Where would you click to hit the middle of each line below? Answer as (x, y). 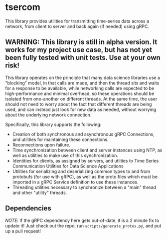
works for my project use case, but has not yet (79, 50)
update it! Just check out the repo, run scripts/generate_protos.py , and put (83, 225)
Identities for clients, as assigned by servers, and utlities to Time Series (85, 160)
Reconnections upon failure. (41, 144)
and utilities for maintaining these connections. (60, 139)
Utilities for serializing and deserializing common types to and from (81, 171)
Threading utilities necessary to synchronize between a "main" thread (84, 187)
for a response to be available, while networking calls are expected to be (80, 88)
